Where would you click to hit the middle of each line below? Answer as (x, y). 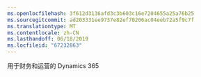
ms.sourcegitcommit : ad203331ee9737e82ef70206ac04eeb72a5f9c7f (101, 20)
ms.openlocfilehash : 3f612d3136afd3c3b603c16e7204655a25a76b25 (101, 13)
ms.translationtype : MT (42, 26)
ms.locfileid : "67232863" (45, 45)
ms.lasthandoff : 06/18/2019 (48, 39)
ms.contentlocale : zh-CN (43, 33)
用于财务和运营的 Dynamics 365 (53, 66)
